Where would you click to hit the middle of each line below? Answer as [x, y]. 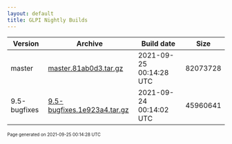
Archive [90, 44]
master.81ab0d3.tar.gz [86, 68]
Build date [158, 44]
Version [26, 44]
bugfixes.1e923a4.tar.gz [88, 109]
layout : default [30, 13]
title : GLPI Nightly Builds [48, 20]
